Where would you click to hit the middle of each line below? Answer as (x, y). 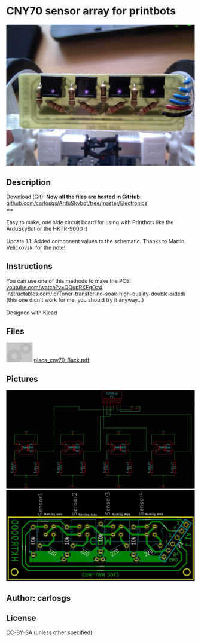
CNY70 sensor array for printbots (91, 11)
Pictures (22, 379)
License (21, 618)
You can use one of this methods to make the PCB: (69, 281)
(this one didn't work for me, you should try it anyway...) (75, 299)
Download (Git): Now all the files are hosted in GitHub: (74, 197)
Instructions (29, 266)
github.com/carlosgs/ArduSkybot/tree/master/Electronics (77, 203)
